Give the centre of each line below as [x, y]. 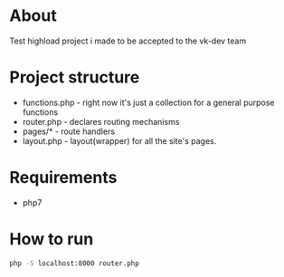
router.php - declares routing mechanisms [101, 121]
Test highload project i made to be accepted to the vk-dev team [128, 41]
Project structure [75, 77]
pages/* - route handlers [69, 131]
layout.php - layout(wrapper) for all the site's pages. [119, 140]
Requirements [63, 178]
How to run [52, 239]
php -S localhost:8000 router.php [75, 263]
